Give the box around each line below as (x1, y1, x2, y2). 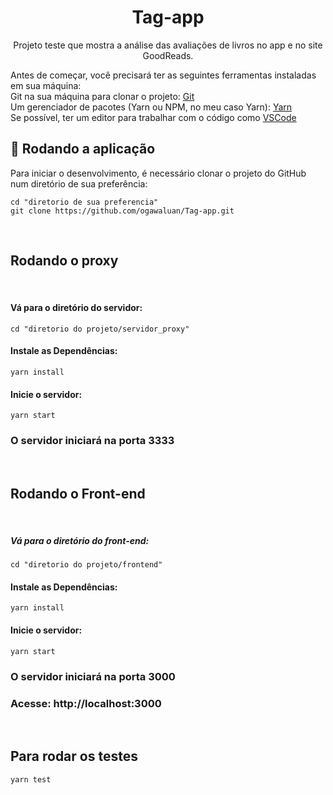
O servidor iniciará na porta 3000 (10, 669, 176, 683)
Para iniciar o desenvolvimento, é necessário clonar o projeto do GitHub (10, 167, 307, 179)
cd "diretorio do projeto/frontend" (10, 560, 163, 570)
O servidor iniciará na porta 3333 (10, 434, 175, 448)
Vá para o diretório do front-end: (10, 534, 150, 546)
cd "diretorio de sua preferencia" (10, 197, 159, 207)
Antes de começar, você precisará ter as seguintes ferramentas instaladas (10, 69, 317, 81)
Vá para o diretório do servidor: (10, 302, 143, 314)
